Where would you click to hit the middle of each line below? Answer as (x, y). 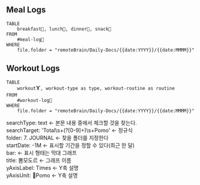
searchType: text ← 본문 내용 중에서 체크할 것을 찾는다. (71, 123)
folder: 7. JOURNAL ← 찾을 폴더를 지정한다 (57, 138)
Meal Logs (26, 10)
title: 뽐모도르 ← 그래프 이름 (39, 160)
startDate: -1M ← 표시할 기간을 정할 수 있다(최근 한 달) (71, 145)
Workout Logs (33, 68)
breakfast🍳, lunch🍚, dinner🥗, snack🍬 (64, 29)
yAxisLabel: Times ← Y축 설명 (43, 168)
